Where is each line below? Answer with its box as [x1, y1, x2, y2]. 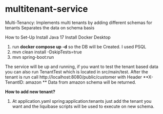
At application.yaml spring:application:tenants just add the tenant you [12, 98, 152, 104]
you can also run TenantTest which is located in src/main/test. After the [5, 68, 148, 74]
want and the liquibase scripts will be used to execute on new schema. [12, 103, 155, 109]
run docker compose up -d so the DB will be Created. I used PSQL [12, 44, 146, 49]
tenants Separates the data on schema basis [5, 24, 95, 30]
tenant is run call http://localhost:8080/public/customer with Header [5, 74, 143, 80]
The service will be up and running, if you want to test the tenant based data [5, 64, 159, 69]
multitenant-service [5, 3, 88, 15]
